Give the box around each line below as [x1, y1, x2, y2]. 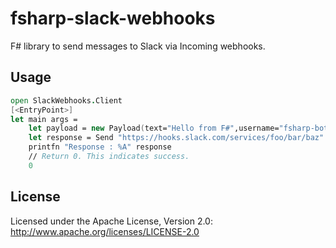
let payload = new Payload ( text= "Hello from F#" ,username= [28, 123, 280, 134]
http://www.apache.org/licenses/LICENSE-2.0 [10, 225, 200, 237]
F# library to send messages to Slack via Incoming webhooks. [10, 40, 266, 52]
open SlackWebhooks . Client [10, 95, 123, 106]
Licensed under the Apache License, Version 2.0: [10, 215, 213, 227]
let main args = [10, 114, 78, 124]
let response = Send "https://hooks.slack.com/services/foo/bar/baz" [28, 133, 325, 143]
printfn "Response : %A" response [28, 142, 172, 152]
